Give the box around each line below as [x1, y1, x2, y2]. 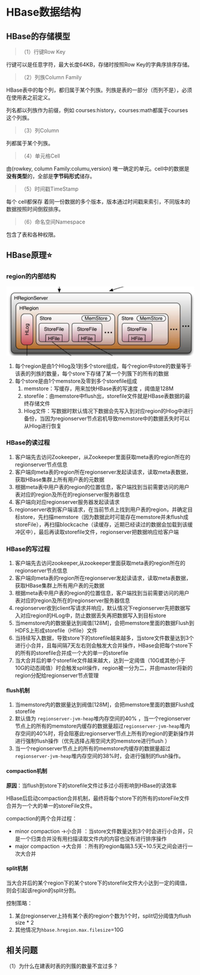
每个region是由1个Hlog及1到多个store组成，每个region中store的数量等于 [14, 362, 192, 369]
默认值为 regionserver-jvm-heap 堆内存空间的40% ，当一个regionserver [14, 715, 191, 722]
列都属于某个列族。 [6, 140, 54, 147]
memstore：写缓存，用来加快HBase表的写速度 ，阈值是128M [23, 385, 174, 392]
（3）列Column [20, 127, 60, 134]
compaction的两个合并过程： [6, 814, 78, 822]
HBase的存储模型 [6, 31, 70, 41]
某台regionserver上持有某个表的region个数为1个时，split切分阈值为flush [14, 912, 192, 919]
